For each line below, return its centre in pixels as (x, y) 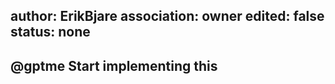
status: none (50, 32)
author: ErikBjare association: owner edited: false (167, 16)
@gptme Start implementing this (114, 65)
